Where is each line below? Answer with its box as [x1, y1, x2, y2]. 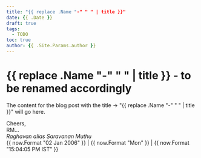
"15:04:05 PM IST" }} [6, 145, 59, 153]
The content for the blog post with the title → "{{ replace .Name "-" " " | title [6, 101, 195, 109]
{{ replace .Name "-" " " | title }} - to [6, 69, 192, 82]
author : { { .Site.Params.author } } [6, 43, 96, 49]
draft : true [6, 20, 36, 26]
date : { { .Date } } [6, 15, 53, 21]
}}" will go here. [6, 108, 45, 115]
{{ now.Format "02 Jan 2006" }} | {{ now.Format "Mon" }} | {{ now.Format [6, 139, 189, 146]
